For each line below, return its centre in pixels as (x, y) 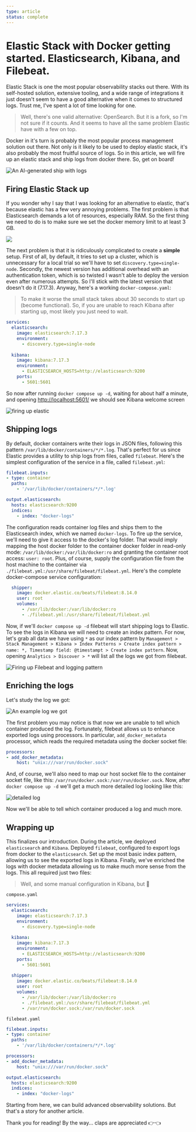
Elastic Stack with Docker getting (88, 46)
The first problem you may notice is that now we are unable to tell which (93, 722)
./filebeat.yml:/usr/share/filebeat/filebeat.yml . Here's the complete (94, 571)
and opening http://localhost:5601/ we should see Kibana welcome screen (96, 399)
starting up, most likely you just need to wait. (74, 311)
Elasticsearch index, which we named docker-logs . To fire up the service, (94, 533)
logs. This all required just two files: (49, 873)
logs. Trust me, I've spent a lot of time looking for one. (71, 105)
